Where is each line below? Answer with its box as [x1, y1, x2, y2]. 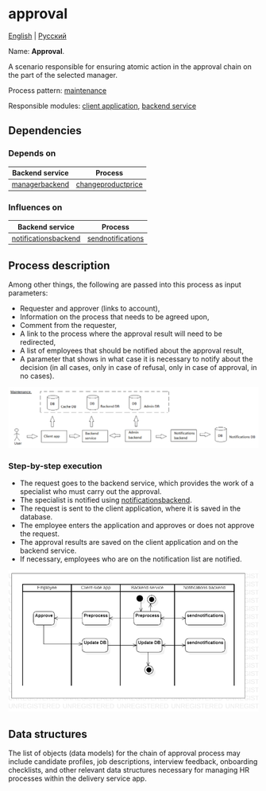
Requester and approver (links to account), [19, 303, 160, 314]
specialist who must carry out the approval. [19, 487, 162, 496]
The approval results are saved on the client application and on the [19, 538, 238, 547]
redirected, [19, 338, 56, 347]
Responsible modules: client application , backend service [8, 101, 197, 110]
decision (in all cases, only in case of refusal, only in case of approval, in [19, 363, 257, 372]
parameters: [8, 288, 48, 298]
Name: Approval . [8, 46, 65, 56]
